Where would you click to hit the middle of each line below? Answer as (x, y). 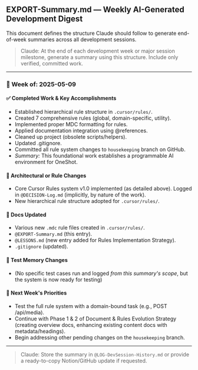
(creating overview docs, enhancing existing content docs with (91, 325)
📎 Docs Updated (26, 214)
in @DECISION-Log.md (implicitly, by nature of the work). (80, 195)
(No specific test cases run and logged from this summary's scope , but (101, 273)
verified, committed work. (52, 63)
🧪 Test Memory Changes (37, 260)
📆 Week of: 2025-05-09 (41, 84)
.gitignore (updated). (42, 247)
